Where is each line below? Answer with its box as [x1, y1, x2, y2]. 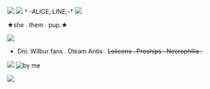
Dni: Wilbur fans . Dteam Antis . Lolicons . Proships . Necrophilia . [17, 47, 203, 55]
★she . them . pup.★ [7, 21, 68, 29]
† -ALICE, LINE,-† [23, 8, 74, 15]
